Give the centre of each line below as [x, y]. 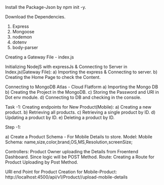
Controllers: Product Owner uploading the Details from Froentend [72, 152]
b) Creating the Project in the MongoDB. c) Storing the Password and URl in [82, 92]
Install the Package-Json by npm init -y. [46, 7]
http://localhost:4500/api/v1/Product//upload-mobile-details [66, 177]
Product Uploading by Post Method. [42, 162]
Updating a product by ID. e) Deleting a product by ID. [60, 118]
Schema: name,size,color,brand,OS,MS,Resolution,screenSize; [69, 142]
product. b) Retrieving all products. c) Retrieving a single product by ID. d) [80, 112]
